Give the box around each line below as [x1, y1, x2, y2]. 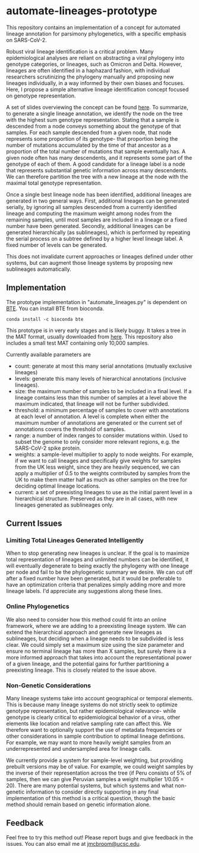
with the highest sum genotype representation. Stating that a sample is [6, 116, 179, 123]
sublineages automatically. [6, 266, 71, 273]
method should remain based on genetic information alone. [6, 801, 151, 808]
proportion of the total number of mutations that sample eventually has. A [6, 147, 186, 155]
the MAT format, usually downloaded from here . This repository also [6, 333, 173, 340]
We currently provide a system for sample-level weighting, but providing [6, 757, 183, 764]
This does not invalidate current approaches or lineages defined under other [6, 252, 193, 260]
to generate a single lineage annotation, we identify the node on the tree [6, 110, 183, 117]
